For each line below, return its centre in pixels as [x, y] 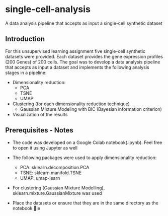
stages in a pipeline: [26, 73]
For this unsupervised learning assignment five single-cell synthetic [75, 51]
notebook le [26, 208]
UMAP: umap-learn [40, 178]
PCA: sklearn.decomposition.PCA [55, 167]
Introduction [25, 39]
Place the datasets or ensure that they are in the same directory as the [85, 203]
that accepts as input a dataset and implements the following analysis [77, 67]
